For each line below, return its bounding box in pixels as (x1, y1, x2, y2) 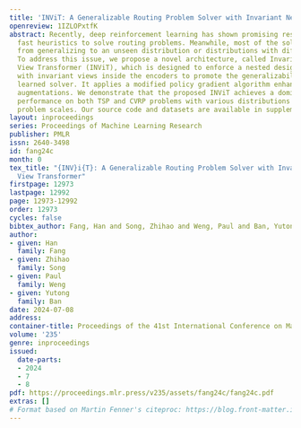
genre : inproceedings (9, 338, 90, 347)
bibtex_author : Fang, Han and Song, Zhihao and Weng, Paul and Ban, (9, 222, 271, 231)
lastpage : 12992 (9, 188, 70, 197)
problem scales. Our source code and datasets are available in (17, 105, 262, 114)
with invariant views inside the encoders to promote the (17, 72, 239, 81)
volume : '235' (9, 330, 63, 339)
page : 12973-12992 (9, 197, 78, 206)
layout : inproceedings (9, 113, 94, 122)
